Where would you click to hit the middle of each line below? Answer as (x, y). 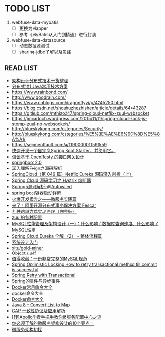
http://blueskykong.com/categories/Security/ (57, 129)
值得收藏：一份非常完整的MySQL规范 (49, 259)
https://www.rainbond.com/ (40, 92)
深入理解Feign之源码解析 (37, 168)
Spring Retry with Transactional (44, 275)
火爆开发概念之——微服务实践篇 (44, 199)
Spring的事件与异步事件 (36, 281)
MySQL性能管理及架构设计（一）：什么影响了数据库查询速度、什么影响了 (85, 224)
